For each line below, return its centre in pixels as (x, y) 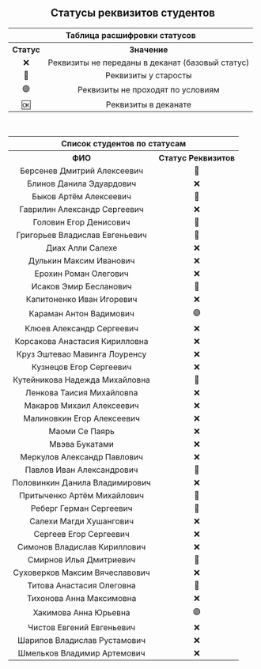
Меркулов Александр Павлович (81, 456)
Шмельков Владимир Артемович (81, 653)
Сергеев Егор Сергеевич (81, 534)
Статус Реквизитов (197, 157)
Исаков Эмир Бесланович (81, 286)
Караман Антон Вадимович (81, 314)
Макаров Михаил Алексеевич (82, 405)
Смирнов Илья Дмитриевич (81, 559)
